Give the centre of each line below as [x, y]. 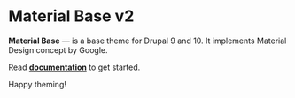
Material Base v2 [71, 16]
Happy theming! [38, 84]
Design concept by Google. [58, 49]
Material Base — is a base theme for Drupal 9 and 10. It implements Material [147, 41]
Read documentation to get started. [74, 67]
